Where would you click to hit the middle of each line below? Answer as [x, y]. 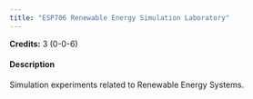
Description [32, 64]
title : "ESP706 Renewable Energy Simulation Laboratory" [120, 18]
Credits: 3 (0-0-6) [44, 44]
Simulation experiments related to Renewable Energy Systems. [126, 84]
